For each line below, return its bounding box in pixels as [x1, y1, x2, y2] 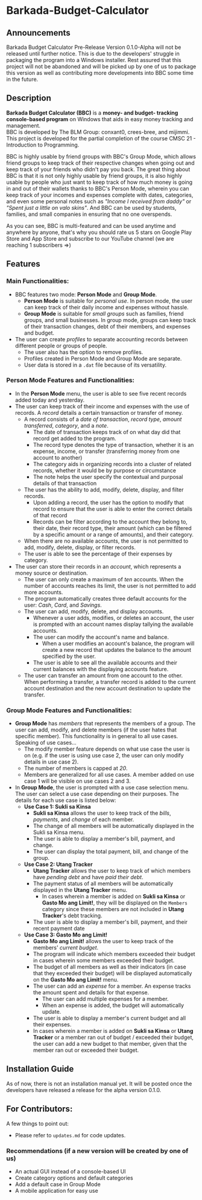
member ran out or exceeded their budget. [33, 1047, 139, 1054]
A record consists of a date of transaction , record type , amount [24, 415, 182, 423]
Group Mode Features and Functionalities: [6, 706, 132, 715]
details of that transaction [33, 479, 97, 487]
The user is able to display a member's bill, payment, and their [33, 918, 188, 926]
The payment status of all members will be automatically [33, 880, 174, 887]
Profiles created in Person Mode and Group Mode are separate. [24, 355, 182, 362]
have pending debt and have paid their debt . [33, 874, 144, 881]
